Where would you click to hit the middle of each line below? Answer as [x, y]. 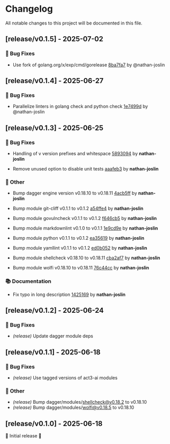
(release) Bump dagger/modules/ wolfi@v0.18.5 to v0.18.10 [73, 408]
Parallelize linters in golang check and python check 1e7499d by [80, 106]
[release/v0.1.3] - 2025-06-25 [54, 128]
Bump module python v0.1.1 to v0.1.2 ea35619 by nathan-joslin [78, 238]
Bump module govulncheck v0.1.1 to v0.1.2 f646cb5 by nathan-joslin [85, 218]
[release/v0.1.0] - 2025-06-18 [54, 423]
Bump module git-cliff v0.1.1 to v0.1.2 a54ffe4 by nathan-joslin [78, 208]
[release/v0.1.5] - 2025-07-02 [54, 39]
